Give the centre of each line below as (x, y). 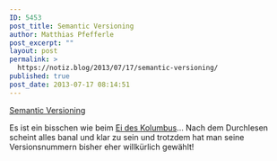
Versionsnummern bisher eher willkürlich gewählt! (102, 147)
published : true (39, 76)
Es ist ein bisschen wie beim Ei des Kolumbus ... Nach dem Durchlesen (139, 128)
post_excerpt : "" (42, 43)
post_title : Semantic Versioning (72, 26)
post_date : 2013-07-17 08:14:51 (69, 85)
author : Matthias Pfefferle (62, 34)
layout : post (34, 51)
